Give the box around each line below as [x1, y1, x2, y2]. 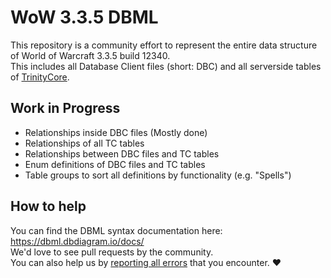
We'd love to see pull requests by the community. [10, 246, 214, 258]
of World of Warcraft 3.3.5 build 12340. [10, 49, 171, 61]
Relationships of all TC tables [24, 137, 145, 149]
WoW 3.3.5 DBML [10, 6, 159, 29]
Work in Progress [10, 100, 121, 117]
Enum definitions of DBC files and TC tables [24, 158, 206, 170]
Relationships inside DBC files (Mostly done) [24, 126, 208, 138]
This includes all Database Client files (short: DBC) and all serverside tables [10, 60, 322, 72]
